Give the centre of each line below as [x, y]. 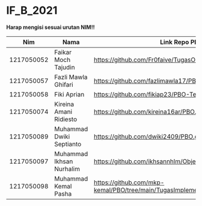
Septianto [68, 144]
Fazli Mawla [71, 77]
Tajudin [64, 67]
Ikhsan [63, 161]
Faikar [63, 52]
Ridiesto [66, 119]
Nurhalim [67, 169]
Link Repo [175, 42]
